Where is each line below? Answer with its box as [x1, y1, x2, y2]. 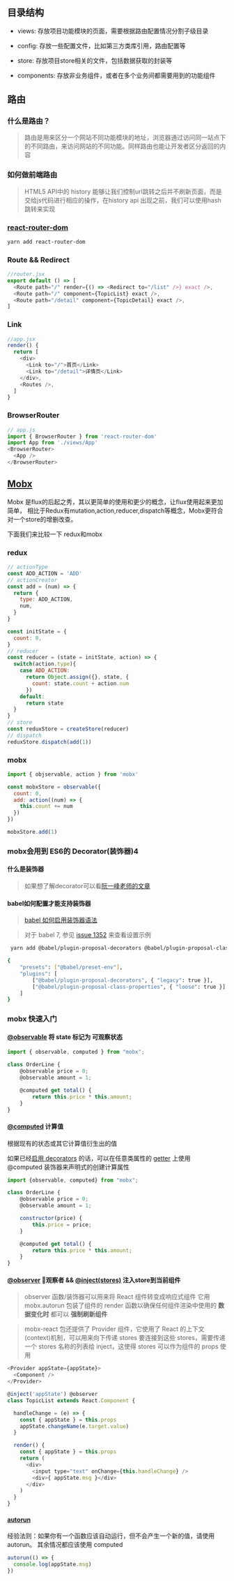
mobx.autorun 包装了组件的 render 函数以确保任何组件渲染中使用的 [24, 1301, 217, 1310]
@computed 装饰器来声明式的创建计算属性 [7, 1163, 130, 1171]
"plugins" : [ [19, 970, 58, 977]
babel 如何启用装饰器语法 [24, 916, 97, 925]
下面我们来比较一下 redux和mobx [7, 529, 103, 538]
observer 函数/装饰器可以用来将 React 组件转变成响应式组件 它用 [24, 1293, 210, 1301]
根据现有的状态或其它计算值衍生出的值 [7, 1139, 117, 1147]
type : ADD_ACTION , [19, 596, 73, 603]
